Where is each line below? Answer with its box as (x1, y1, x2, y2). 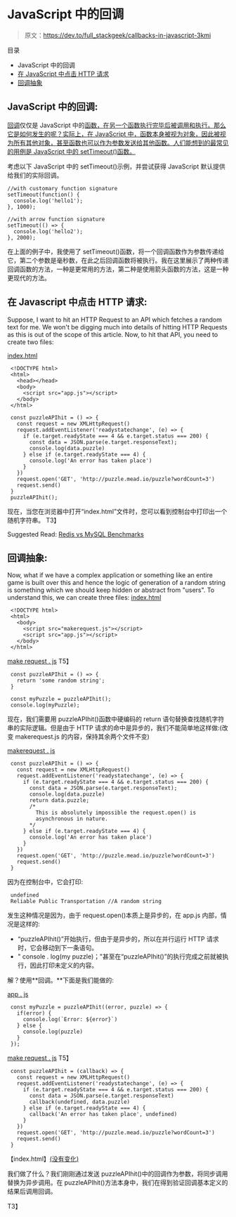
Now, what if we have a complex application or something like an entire (7, 571, 213, 579)
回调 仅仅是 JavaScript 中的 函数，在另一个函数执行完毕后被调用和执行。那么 (7, 121, 227, 129)
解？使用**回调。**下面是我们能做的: (7, 976, 114, 985)
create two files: (7, 338, 54, 346)
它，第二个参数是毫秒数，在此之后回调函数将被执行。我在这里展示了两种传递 (7, 256, 229, 264)
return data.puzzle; (29, 797, 90, 804)
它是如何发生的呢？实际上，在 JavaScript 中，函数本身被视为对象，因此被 (7, 129, 221, 138)
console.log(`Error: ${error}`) (22, 1016, 118, 1023)
